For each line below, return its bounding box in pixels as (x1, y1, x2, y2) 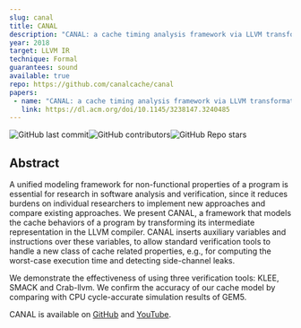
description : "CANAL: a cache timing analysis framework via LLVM (9, 30, 262, 39)
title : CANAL (9, 22, 58, 30)
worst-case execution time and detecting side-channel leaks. (9, 255, 236, 266)
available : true (9, 72, 70, 81)
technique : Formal (9, 55, 78, 64)
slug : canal (9, 13, 54, 22)
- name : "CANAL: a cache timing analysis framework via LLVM (13, 96, 246, 106)
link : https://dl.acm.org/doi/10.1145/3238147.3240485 (21, 105, 230, 114)
